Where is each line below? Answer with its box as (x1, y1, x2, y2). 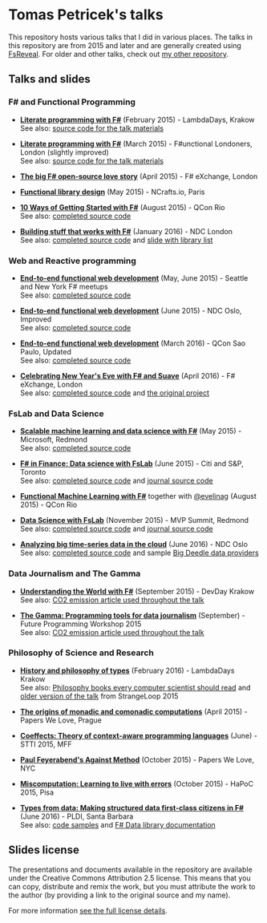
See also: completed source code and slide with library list (19, 235, 213, 245)
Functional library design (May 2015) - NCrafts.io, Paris (19, 187, 205, 196)
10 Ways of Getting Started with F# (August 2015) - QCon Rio (19, 202, 225, 212)
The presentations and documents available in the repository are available (8, 864, 253, 874)
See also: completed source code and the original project (19, 387, 210, 398)
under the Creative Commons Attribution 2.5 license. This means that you (8, 872, 251, 883)
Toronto (19, 468, 47, 477)
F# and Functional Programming (8, 96, 136, 107)
